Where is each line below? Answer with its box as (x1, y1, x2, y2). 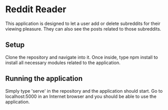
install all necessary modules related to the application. (5, 60, 121, 66)
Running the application (5, 74, 83, 83)
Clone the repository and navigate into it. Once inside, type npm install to (5, 54, 158, 60)
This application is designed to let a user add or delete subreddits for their (5, 20, 161, 26)
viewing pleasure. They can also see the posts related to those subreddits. (5, 25, 161, 32)
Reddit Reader (5, 4, 67, 15)
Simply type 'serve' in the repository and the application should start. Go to (5, 88, 163, 94)
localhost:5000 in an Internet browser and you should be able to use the (5, 93, 157, 99)
